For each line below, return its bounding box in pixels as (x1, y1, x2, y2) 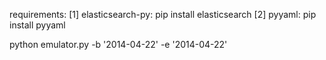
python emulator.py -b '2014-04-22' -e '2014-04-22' (9, 39, 228, 50)
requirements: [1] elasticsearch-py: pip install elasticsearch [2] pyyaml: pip (9, 9, 317, 20)
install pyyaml (9, 19, 66, 31)
